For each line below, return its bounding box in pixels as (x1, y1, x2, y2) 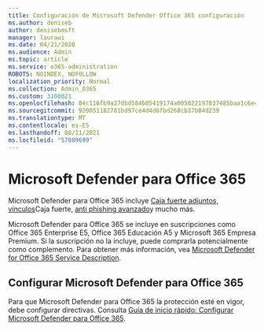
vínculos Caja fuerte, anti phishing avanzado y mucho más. (8, 204, 196, 214)
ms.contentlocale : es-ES (8, 121, 90, 129)
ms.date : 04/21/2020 (8, 41, 76, 49)
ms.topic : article (8, 56, 68, 64)
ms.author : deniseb (8, 19, 72, 27)
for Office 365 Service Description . (8, 253, 122, 262)
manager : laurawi (8, 33, 65, 42)
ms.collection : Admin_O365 (8, 84, 97, 93)
